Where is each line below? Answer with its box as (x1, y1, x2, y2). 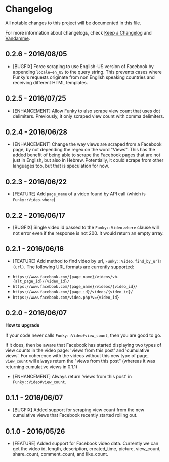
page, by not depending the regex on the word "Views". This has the (12, 147, 155, 153)
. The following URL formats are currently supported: (24, 263, 134, 270)
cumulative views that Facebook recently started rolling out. (12, 412, 138, 418)
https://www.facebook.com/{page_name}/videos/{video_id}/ (12, 284, 138, 289)
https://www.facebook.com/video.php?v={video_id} (12, 295, 120, 300)
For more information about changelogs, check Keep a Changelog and (5, 29, 152, 36)
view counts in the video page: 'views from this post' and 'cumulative (5, 347, 150, 353)
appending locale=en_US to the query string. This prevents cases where (12, 69, 162, 75)
